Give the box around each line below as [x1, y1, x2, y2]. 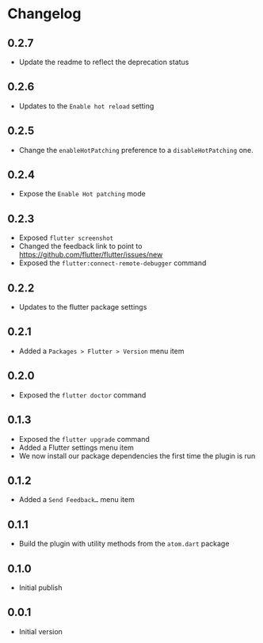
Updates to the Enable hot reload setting [18, 101, 154, 111]
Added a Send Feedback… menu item [18, 495, 135, 504]
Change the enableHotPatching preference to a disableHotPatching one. [18, 145, 254, 154]
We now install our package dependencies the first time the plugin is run [18, 451, 256, 460]
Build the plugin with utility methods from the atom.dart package [18, 539, 230, 549]
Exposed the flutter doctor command [18, 390, 147, 400]
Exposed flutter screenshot [18, 233, 114, 242]
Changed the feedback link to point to [18, 242, 143, 251]
